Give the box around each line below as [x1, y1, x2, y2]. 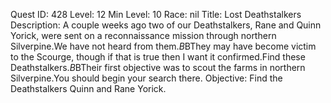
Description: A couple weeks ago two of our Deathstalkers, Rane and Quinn [10, 19, 322, 31]
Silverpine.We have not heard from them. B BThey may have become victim [10, 40, 317, 52]
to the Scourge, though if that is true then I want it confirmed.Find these [10, 51, 306, 63]
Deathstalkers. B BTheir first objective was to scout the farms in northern [10, 62, 306, 73]
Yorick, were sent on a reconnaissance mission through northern [10, 30, 277, 41]
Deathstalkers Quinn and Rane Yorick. [10, 83, 167, 94]
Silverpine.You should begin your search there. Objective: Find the [10, 72, 283, 84]
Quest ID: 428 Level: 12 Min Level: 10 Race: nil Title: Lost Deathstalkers [10, 9, 302, 20]
